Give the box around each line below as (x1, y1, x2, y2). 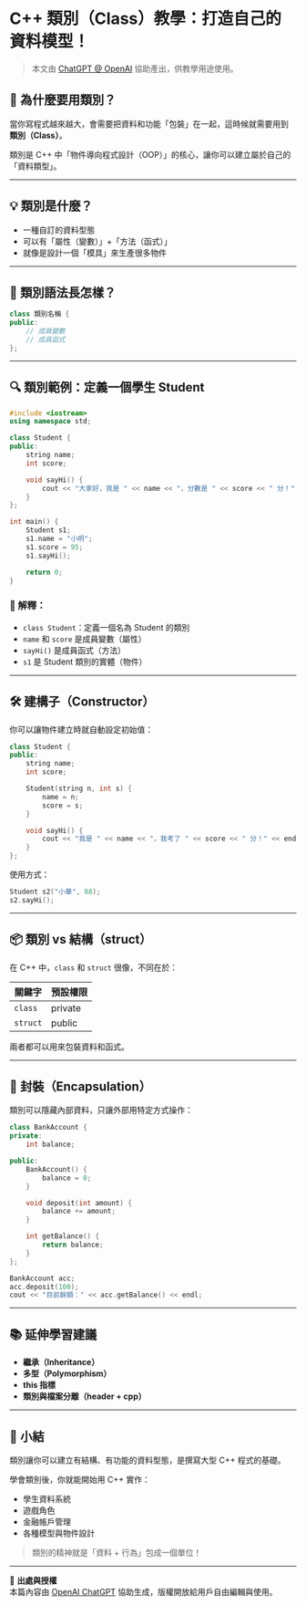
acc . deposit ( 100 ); (9, 1282, 79, 1291)
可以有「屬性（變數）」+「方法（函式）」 (22, 235, 173, 246)
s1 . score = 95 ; (25, 542, 84, 552)
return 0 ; (25, 568, 64, 577)
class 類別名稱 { (9, 309, 70, 319)
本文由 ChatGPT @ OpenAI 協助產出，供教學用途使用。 (31, 63, 239, 74)
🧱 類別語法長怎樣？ (9, 285, 117, 300)
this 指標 (22, 1380, 56, 1391)
